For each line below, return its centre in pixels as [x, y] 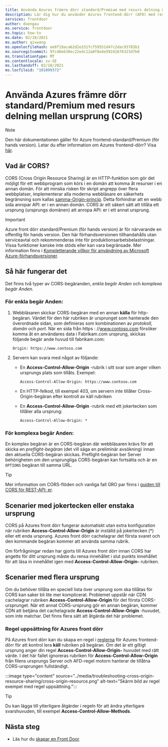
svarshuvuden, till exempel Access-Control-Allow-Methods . [68, 711]
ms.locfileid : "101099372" [33, 70]
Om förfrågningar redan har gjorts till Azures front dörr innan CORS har [78, 551]
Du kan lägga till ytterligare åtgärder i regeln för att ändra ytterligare [75, 706]
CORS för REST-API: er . [29, 490]
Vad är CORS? [27, 166]
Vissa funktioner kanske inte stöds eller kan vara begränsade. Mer [73, 245]
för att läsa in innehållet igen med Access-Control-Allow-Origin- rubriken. [82, 561]
